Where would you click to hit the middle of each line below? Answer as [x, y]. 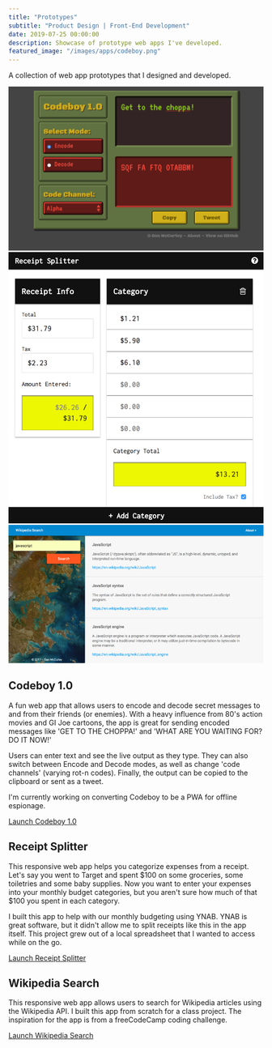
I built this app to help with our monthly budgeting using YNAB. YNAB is [128, 916]
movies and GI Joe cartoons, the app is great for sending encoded [119, 722]
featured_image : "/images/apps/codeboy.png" [85, 51]
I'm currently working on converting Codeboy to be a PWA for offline [123, 797]
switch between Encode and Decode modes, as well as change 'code [124, 764]
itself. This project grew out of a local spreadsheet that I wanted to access [132, 933]
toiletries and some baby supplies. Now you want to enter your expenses [130, 884]
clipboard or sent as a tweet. [56, 781]
